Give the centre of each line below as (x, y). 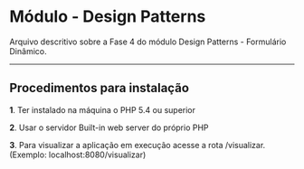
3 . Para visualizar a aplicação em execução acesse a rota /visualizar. (138, 145)
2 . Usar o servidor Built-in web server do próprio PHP (109, 127)
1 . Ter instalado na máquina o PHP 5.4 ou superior (103, 109)
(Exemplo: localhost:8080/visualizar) (78, 155)
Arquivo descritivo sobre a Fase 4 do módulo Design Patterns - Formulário (148, 42)
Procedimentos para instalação (100, 88)
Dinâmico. (28, 51)
